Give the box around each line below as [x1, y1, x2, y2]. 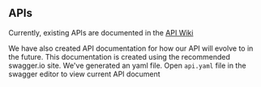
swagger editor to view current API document [8, 68, 160, 79]
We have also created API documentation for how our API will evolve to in [8, 43, 254, 53]
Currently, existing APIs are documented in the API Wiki [8, 27, 194, 37]
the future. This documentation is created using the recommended [8, 52, 231, 61]
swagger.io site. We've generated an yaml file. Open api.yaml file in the [8, 60, 246, 70]
